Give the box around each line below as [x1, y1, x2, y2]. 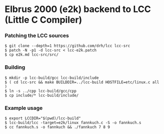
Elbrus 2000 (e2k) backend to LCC [4, 4, 151, 15]
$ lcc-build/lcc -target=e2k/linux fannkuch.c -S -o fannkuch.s [4, 120, 141, 125]
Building [4, 64, 25, 71]
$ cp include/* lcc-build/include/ [4, 93, 79, 98]
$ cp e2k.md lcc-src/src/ [4, 52, 58, 57]
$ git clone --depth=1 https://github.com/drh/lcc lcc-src [4, 44, 130, 49]
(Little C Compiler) [4, 14, 82, 26]
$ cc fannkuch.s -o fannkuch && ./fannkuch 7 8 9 [4, 124, 110, 130]
